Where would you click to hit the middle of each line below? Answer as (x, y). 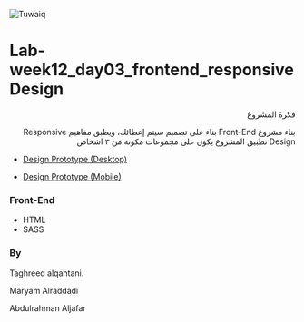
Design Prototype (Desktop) (75, 159)
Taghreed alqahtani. (47, 273)
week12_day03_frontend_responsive (152, 70)
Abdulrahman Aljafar (48, 307)
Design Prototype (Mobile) (72, 176)
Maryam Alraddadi (44, 290)
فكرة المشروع (271, 114)
